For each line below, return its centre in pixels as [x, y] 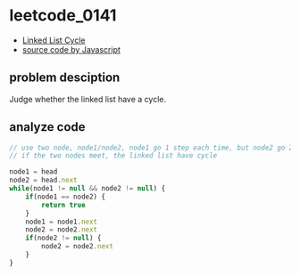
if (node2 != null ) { [63, 238]
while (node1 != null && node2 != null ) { [87, 189]
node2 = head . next [43, 180]
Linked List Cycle [54, 40]
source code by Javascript [71, 49]
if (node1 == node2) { [65, 197]
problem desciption [65, 78]
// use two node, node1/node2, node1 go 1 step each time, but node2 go [147, 148]
